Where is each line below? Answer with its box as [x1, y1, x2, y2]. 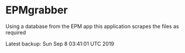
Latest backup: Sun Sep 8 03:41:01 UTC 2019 [5, 40, 115, 47]
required [5, 29, 26, 36]
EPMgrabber [5, 3, 68, 17]
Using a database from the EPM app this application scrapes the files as [5, 23, 179, 30]
